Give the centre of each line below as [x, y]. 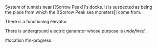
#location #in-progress [28, 40]
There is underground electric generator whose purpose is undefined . [76, 31]
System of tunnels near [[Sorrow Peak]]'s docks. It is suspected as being [79, 7]
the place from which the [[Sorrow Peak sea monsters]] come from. [73, 12]
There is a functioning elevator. [36, 22]
